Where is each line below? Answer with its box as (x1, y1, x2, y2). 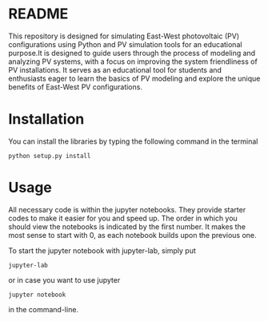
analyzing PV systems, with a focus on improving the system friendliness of (8, 57, 258, 66)
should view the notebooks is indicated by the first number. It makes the (8, 221, 246, 232)
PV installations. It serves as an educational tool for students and (8, 65, 222, 74)
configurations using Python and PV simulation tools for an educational (8, 39, 242, 49)
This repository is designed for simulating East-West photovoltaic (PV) (8, 31, 240, 41)
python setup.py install (8, 152, 91, 160)
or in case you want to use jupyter (8, 275, 121, 284)
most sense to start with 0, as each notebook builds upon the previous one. (8, 230, 258, 240)
